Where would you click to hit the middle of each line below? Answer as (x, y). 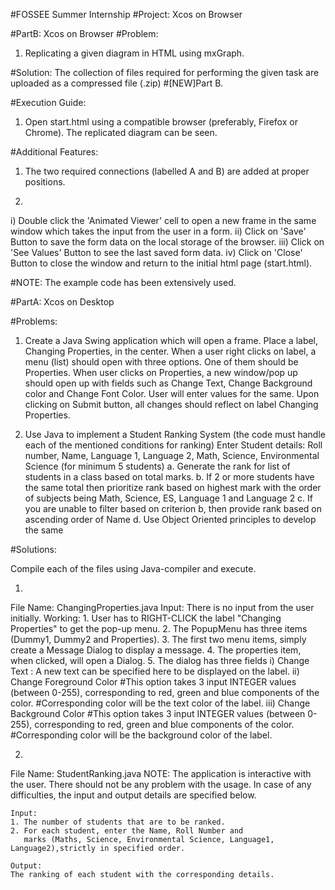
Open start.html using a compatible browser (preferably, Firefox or (161, 122)
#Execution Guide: (48, 102)
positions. (45, 182)
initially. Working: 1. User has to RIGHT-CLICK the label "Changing (146, 618)
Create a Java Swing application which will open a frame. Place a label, (171, 340)
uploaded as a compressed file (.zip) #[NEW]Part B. (117, 83)
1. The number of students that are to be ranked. (118, 822)
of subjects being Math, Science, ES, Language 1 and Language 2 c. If (169, 498)
